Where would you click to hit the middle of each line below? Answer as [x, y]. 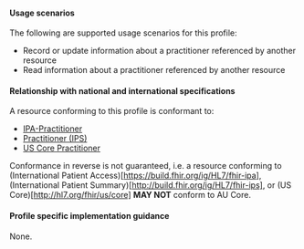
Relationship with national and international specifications [122, 90]
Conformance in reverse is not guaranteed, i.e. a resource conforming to [146, 166]
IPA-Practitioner [52, 129]
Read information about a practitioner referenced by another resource [154, 70]
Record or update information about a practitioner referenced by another [159, 51]
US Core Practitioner [62, 148]
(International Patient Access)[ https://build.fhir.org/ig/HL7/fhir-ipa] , [136, 176]
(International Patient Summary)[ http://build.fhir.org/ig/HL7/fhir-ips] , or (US [151, 185]
